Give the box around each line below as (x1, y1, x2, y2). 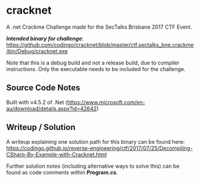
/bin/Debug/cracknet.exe (6, 47, 68, 54)
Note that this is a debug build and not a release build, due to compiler (6, 59, 180, 66)
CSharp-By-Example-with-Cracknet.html (6, 150, 107, 158)
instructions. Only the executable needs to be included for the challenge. (6, 65, 186, 72)
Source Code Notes (6, 83, 81, 93)
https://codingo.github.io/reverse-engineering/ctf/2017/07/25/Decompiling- (6, 144, 193, 152)
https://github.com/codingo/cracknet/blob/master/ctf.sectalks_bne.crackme (6, 41, 194, 48)
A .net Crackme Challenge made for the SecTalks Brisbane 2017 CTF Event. (6, 23, 193, 30)
